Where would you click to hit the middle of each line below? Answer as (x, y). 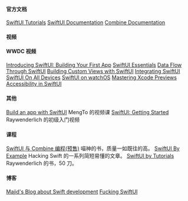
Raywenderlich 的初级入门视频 (43, 120)
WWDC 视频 (21, 51)
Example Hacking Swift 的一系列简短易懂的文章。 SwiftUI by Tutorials (90, 156)
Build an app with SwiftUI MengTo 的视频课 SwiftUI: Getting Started (88, 112)
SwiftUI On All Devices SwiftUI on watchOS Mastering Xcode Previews (91, 77)
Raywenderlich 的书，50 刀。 (42, 163)
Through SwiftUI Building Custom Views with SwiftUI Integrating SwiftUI (93, 71)
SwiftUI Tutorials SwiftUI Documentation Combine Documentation (86, 22)
